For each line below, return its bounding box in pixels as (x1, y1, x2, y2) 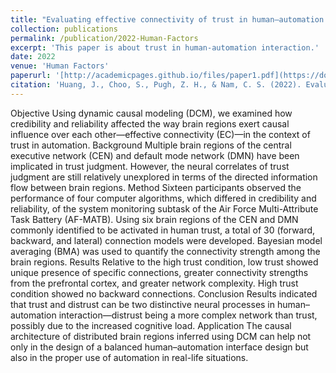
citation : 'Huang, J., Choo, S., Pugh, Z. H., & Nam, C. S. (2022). (10, 80, 302, 90)
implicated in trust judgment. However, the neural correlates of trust (10, 160, 290, 172)
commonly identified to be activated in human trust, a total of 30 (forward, (10, 224, 316, 236)
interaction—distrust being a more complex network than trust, (58, 309, 318, 321)
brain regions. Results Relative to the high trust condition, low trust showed (10, 256, 319, 268)
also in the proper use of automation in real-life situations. (10, 351, 249, 363)
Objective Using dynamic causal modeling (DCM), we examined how (10, 107, 293, 119)
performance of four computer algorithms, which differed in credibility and (10, 192, 317, 204)
